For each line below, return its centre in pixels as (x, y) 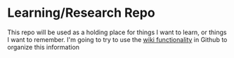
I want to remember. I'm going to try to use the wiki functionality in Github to (117, 39)
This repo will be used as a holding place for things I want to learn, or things (117, 32)
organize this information (43, 47)
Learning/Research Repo (82, 13)
